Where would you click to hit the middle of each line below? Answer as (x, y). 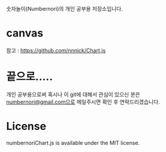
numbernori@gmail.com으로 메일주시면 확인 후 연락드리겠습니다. (83, 102)
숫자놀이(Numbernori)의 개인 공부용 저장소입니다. (64, 9)
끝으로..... (30, 77)
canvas (25, 33)
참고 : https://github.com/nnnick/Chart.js (56, 50)
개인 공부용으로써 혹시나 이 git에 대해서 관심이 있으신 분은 (73, 94)
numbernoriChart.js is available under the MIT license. (73, 142)
